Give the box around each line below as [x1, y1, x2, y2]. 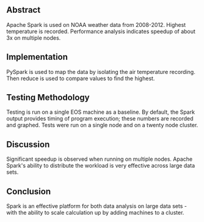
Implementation [6, 52, 68, 62]
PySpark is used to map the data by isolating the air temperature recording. [6, 68, 195, 75]
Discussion [6, 139, 50, 149]
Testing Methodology [6, 92, 90, 103]
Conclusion [6, 186, 51, 196]
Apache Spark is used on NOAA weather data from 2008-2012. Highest [6, 21, 186, 28]
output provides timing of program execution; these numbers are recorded [6, 115, 194, 122]
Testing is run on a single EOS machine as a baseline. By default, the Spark [6, 108, 195, 116]
